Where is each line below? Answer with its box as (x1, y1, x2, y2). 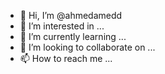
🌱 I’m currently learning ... (19, 31, 127, 42)
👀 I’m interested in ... (19, 20, 105, 32)
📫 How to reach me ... (19, 53, 113, 64)
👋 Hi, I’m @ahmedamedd (19, 10, 123, 21)
